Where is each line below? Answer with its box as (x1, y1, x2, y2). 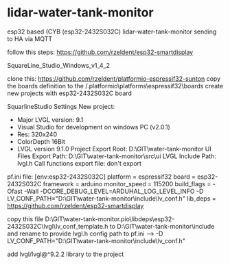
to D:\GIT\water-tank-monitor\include (109, 222, 215, 230)
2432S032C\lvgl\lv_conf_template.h (7, 222, 108, 230)
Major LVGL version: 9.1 (16, 115, 84, 124)
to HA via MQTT (7, 34, 53, 42)
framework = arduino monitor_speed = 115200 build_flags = (43, 179, 211, 188)
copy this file (7, 214, 44, 223)
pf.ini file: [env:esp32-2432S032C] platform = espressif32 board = (7, 173, 196, 181)
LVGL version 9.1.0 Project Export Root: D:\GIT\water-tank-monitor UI (16, 144, 211, 153)
